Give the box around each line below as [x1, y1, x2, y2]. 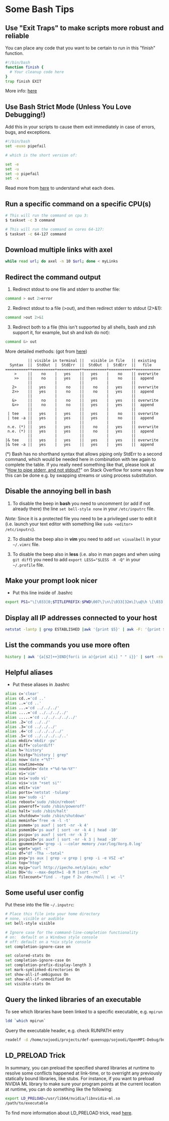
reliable [5, 31, 29, 40]
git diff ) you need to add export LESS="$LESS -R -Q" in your [12, 556, 141, 562]
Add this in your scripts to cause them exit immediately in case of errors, [5, 124, 156, 130]
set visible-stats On [5, 981, 51, 986]
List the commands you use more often [5, 641, 130, 650]
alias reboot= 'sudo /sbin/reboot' [5, 799, 78, 805]
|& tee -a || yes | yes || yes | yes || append [5, 442, 154, 447]
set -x [5, 176, 19, 181]
